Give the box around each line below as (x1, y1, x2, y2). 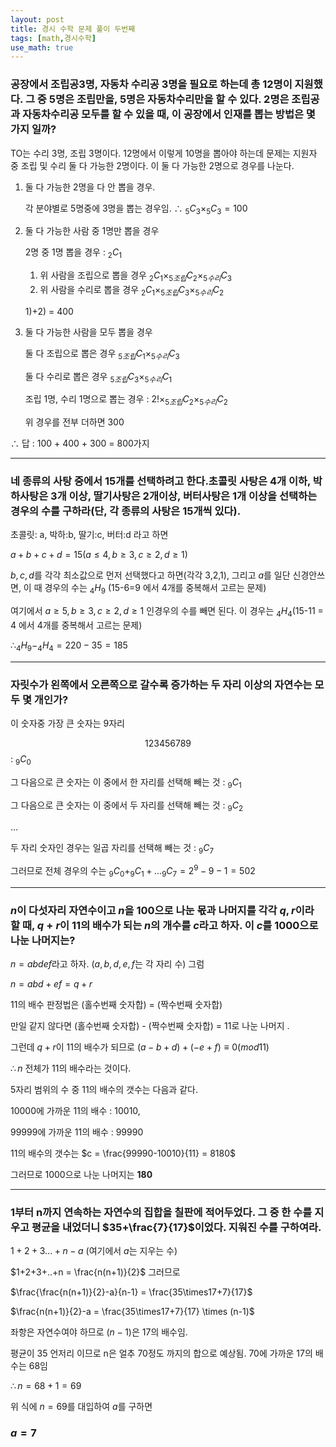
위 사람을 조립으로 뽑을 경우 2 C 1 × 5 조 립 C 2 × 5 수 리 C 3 (39, 269, 233, 283)
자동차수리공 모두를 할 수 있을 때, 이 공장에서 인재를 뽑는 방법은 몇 (21, 107, 316, 121)
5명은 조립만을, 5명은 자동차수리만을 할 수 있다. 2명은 (48, 92, 290, 106)
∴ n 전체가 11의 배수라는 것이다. (10, 1062, 132, 1075)
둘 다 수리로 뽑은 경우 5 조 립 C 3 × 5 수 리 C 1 (24, 370, 172, 385)
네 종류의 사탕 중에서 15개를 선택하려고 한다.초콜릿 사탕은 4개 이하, (10, 474, 311, 488)
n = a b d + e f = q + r (10, 978, 93, 990)
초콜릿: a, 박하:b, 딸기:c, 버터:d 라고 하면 (10, 529, 169, 541)
